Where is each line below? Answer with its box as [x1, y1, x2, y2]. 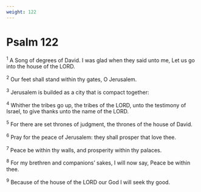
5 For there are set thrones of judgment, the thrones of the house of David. [6, 119, 193, 128]
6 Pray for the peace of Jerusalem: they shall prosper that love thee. [6, 132, 177, 141]
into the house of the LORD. [6, 63, 76, 70]
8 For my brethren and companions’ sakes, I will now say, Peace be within [6, 158, 191, 166]
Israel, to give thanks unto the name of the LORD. [6, 108, 129, 115]
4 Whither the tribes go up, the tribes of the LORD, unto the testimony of [6, 100, 186, 108]
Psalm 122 [6, 35, 59, 49]
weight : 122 [6, 9, 36, 15]
